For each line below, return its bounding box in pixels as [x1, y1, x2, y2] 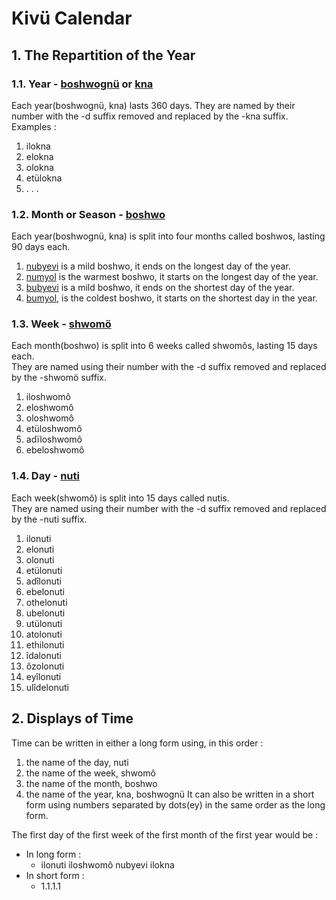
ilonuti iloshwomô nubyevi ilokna [40, 858, 175, 871]
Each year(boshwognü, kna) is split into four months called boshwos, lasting [11, 230, 326, 242]
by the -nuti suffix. [11, 513, 88, 525]
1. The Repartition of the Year [11, 47, 196, 64]
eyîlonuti [25, 670, 62, 682]
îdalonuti [25, 649, 62, 661]
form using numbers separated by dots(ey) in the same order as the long [25, 798, 326, 811]
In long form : [25, 848, 82, 860]
